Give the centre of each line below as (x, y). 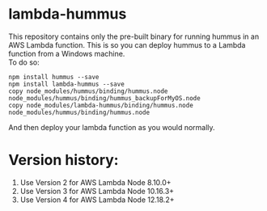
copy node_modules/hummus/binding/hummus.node (88, 91)
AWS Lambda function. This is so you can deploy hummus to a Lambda (127, 44)
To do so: (24, 62)
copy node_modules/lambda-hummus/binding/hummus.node (101, 105)
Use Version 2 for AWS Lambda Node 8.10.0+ (95, 182)
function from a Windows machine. (67, 53)
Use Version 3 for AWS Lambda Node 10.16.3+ (97, 191)
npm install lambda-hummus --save (67, 84)
